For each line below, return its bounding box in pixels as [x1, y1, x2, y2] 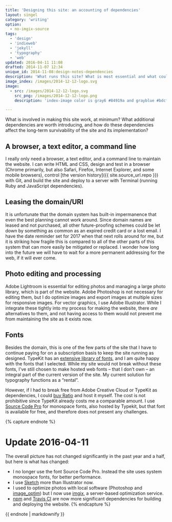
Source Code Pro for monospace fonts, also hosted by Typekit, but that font [5, 403, 165, 409]
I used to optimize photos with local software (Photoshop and [12, 485, 142, 491]
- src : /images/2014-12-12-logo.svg [10, 88, 88, 94]
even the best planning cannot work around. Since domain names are [5, 216, 152, 223]
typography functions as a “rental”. [5, 377, 79, 383]
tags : [5, 31, 17, 36]
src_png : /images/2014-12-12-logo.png [14, 93, 97, 98]
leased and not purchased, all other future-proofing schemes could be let [5, 222, 160, 228]
